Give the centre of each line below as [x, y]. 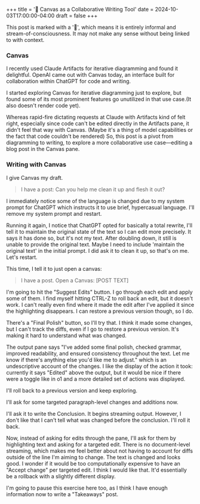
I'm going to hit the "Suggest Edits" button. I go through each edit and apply [99, 292]
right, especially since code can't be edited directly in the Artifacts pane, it [98, 123]
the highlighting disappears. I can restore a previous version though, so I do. [100, 311]
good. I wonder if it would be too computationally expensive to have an [93, 463]
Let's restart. [22, 257]
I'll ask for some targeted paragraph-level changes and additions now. [92, 402]
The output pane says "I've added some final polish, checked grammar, [94, 347]
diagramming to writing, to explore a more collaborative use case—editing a [99, 143]
